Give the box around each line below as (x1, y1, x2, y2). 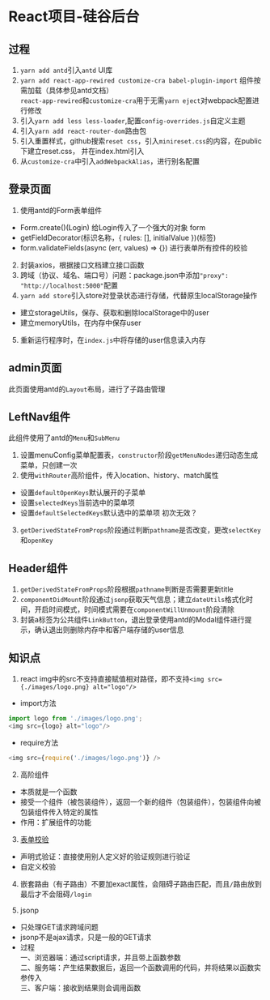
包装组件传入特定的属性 (19, 807, 99, 817)
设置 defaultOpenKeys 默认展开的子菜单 (19, 488, 146, 498)
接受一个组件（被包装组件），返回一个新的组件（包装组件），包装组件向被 (19, 797, 261, 806)
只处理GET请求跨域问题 (19, 921, 99, 932)
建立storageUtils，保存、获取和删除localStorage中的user (19, 307, 210, 317)
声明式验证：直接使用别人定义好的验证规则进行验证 (19, 852, 191, 861)
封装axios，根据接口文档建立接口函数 (19, 260, 145, 270)
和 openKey (19, 536, 53, 545)
